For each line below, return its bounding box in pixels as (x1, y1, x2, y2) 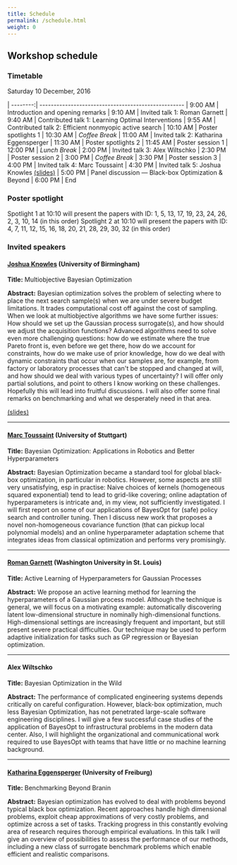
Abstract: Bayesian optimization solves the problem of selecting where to (7, 289, 221, 298)
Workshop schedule (7, 50, 98, 62)
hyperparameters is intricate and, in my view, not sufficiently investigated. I (7, 498, 226, 506)
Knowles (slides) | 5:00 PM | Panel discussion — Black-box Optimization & (7, 168, 224, 177)
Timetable (7, 71, 44, 81)
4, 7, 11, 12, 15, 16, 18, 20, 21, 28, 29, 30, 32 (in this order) (7, 224, 171, 233)
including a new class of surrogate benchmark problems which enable (7, 842, 212, 851)
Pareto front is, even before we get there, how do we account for (7, 342, 196, 350)
